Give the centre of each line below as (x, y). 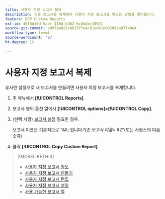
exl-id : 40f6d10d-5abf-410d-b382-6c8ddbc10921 (54, 24)
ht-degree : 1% (20, 42)
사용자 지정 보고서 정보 (47, 167)
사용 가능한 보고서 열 (45, 192)
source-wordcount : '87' (30, 38)
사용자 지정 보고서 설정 (47, 185)
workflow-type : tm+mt (28, 33)
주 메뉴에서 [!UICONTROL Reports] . (48, 98)
